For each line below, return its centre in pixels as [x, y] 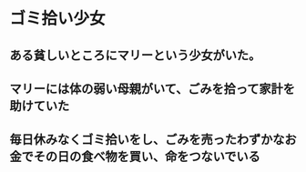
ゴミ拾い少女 [58, 19]
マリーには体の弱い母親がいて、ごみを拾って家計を [153, 89]
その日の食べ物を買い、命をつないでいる [147, 157]
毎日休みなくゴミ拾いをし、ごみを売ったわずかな [147, 140]
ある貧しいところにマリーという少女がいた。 [135, 55]
